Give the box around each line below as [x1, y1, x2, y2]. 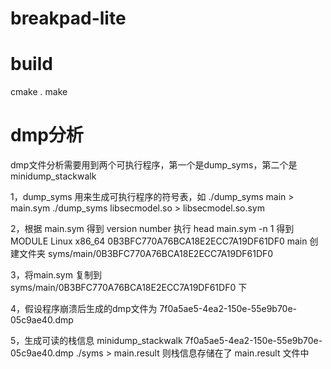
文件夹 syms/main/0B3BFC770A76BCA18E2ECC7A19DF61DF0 [18, 248, 274, 260]
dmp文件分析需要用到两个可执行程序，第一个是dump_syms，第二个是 [10, 159, 298, 171]
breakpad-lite [10, 7, 127, 30]
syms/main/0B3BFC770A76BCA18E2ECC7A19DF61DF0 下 [10, 282, 248, 294]
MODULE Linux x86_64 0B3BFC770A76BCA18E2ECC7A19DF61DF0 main [10, 235, 308, 247]
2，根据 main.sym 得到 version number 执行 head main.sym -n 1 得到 [10, 223, 295, 235]
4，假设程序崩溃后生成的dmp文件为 [10, 303, 158, 315]
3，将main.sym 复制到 [10, 269, 102, 281]
